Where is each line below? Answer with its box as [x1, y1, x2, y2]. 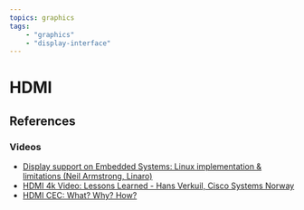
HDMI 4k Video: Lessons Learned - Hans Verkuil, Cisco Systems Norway [22, 180, 295, 191]
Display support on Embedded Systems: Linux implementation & [22, 161, 262, 172]
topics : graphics [9, 13, 75, 23]
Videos [9, 140, 42, 153]
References [9, 113, 76, 129]
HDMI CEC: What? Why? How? [22, 190, 138, 201]
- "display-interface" [25, 38, 111, 48]
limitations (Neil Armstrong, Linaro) [22, 171, 153, 182]
